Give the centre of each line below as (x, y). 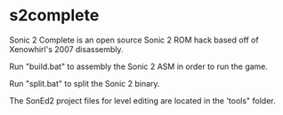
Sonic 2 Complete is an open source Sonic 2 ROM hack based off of (134, 40)
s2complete (54, 15)
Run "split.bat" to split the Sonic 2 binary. (85, 83)
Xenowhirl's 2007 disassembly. (66, 49)
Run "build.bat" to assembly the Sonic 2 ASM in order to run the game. (139, 66)
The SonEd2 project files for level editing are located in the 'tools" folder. (142, 100)
